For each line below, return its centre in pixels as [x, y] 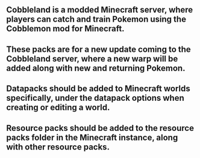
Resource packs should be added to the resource [100, 128]
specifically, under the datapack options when [95, 98]
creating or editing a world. [58, 108]
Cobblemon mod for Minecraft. [65, 29]
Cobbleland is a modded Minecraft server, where [100, 10]
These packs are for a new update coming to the [98, 49]
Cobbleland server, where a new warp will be [92, 59]
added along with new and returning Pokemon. [96, 68]
